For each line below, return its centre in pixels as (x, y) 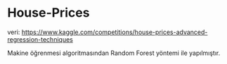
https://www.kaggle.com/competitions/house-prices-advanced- (115, 32)
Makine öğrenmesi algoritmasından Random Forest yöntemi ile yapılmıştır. (114, 53)
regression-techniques (40, 39)
